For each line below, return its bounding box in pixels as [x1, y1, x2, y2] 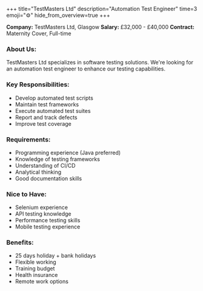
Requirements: [6, 135, 51, 143]
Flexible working [15, 258, 56, 266]
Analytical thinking [15, 168, 62, 176]
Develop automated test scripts [15, 94, 94, 101]
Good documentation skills [15, 174, 82, 182]
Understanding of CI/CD [15, 162, 76, 169]
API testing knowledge [15, 210, 72, 217]
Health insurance [15, 272, 58, 279]
